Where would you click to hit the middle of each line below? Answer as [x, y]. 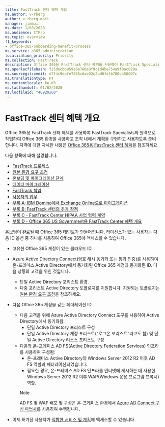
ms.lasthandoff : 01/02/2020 [34, 88]
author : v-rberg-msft [27, 19]
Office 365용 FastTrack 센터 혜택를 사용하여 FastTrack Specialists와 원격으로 [81, 133]
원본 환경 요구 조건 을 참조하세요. [50, 294]
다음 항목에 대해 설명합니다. [31, 155]
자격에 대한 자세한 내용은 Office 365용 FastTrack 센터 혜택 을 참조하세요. [89, 145]
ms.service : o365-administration [39, 51]
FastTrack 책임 [27, 191]
